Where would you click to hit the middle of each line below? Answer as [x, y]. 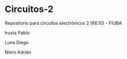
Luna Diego [17, 42]
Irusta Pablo [17, 32]
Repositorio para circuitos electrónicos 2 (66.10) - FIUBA [63, 23]
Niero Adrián [18, 52]
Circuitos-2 [29, 9]
